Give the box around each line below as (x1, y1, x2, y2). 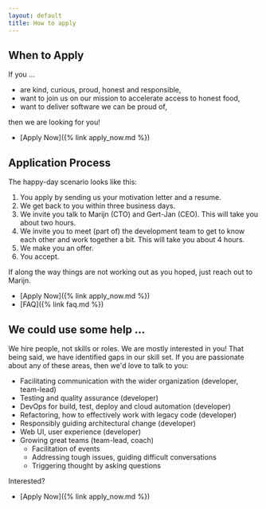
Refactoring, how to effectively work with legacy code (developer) (19, 409, 237, 419)
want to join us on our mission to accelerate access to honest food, (19, 93, 241, 104)
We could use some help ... (8, 323, 146, 336)
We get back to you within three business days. (19, 201, 176, 211)
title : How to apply (8, 19, 77, 27)
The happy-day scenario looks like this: (8, 177, 138, 187)
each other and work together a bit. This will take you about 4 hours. (19, 235, 245, 245)
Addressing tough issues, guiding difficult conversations (31, 452, 217, 462)
